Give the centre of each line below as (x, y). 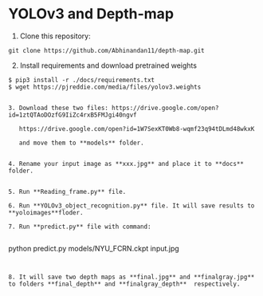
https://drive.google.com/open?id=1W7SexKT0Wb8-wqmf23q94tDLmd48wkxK (137, 128)
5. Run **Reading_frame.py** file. (67, 191)
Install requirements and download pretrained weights (108, 65)
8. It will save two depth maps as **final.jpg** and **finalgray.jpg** (131, 277)
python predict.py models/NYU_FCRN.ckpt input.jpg (94, 248)
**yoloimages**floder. (46, 212)
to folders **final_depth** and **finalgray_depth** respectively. (124, 284)
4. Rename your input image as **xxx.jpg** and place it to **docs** (126, 164)
